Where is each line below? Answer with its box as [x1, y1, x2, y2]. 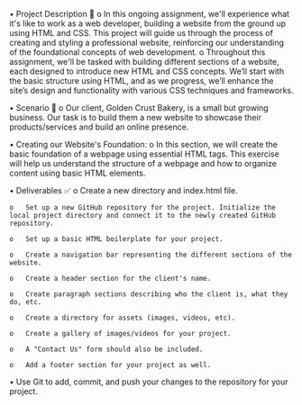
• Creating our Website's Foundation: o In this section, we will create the [9, 139, 278, 149]
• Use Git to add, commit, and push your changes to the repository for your [9, 376, 288, 387]
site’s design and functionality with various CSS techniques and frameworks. [9, 85, 295, 95]
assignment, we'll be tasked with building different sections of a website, [9, 57, 279, 67]
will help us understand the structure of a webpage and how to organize [9, 158, 278, 168]
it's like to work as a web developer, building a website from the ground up [9, 18, 287, 29]
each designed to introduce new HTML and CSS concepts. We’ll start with [9, 66, 285, 76]
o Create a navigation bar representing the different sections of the [9, 250, 293, 259]
